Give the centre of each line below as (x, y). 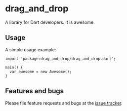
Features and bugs (35, 91)
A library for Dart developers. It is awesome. (50, 22)
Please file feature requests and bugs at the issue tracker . (64, 103)
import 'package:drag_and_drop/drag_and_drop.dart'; (61, 59)
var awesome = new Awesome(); (41, 72)
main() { (14, 67)
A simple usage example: (31, 49)
